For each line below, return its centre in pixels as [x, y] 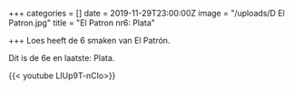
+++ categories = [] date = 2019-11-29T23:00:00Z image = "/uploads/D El [147, 13]
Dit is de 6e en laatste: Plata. [62, 58]
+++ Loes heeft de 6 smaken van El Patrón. [89, 40]
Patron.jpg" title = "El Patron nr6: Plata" [82, 23]
